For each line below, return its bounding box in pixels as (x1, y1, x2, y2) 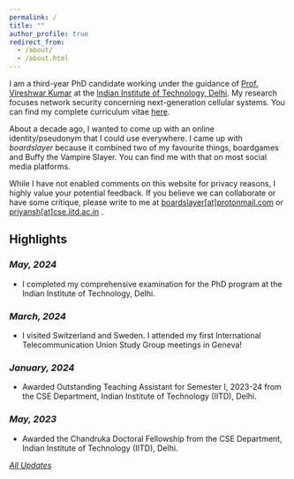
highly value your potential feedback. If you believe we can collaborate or (9, 187, 276, 198)
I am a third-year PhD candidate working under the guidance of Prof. (9, 79, 259, 88)
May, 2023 (9, 413, 57, 425)
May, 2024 (9, 258, 57, 270)
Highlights (9, 232, 68, 247)
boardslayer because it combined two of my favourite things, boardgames (9, 142, 280, 153)
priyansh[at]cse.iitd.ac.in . (9, 207, 104, 217)
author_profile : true (9, 29, 89, 38)
